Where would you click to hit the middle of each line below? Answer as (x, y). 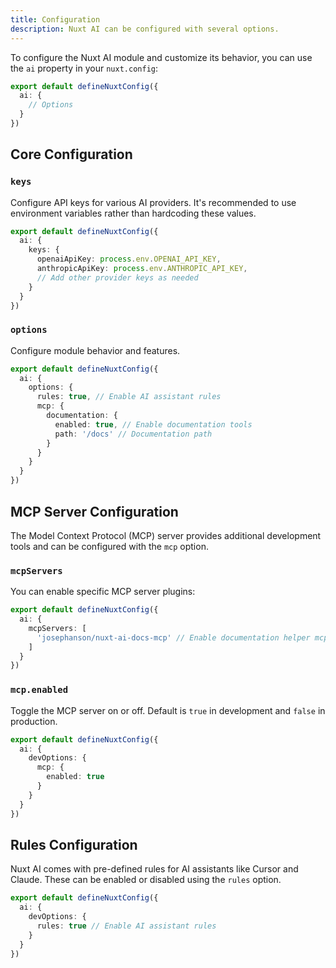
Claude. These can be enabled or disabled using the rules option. (146, 880)
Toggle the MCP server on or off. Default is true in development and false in (168, 710)
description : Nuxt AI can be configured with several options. (145, 29)
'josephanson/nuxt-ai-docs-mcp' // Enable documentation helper (173, 637)
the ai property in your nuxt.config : (84, 68)
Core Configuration (71, 154)
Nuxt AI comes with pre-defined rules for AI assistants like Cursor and (154, 869)
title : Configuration (55, 19)
